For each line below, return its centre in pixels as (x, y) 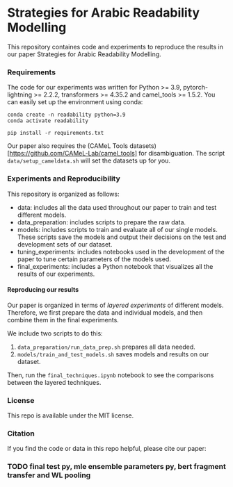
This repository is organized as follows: (63, 194)
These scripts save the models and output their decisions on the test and (122, 237)
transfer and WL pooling (49, 475)
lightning (20, 94)
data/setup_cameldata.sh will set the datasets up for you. (89, 160)
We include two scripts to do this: (55, 333)
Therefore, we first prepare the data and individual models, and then (105, 312)
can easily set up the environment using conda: (75, 102)
